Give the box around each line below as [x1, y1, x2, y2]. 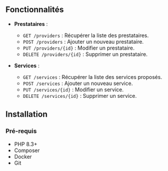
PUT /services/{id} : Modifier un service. [22, 85, 124, 93]
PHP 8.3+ [14, 140, 38, 147]
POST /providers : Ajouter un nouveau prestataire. [22, 38, 144, 45]
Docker [14, 153, 32, 160]
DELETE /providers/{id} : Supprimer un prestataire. [22, 50, 148, 58]
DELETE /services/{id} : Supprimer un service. [22, 92, 137, 99]
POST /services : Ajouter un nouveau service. [22, 80, 133, 87]
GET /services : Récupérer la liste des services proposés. [22, 73, 163, 80]
